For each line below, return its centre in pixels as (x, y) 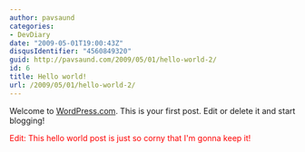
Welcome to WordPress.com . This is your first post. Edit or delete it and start (152, 110)
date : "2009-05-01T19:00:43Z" (67, 43)
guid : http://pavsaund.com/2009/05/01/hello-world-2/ (113, 60)
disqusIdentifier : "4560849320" (70, 52)
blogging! (27, 120)
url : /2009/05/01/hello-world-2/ (73, 85)
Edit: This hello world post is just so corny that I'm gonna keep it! (130, 138)
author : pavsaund (42, 18)
